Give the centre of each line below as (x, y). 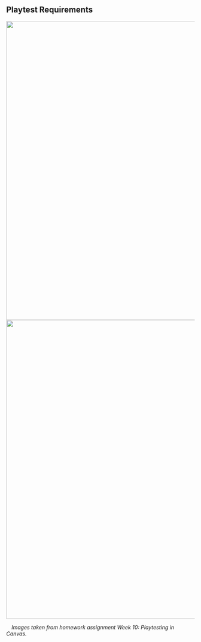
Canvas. (16, 634)
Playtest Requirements (50, 10)
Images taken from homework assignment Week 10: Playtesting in (93, 627)
